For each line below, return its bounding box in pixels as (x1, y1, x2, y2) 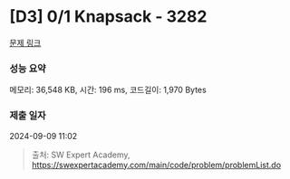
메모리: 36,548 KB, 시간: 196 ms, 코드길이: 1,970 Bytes (9, 84, 207, 96)
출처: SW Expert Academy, (31, 149, 130, 160)
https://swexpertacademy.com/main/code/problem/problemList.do (31, 159, 282, 170)
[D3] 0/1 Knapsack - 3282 (9, 6, 208, 27)
